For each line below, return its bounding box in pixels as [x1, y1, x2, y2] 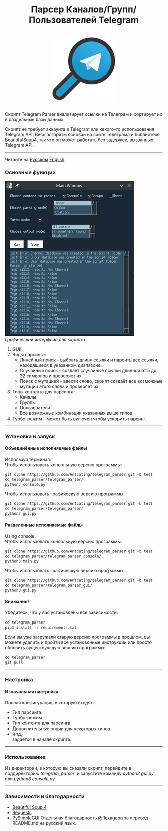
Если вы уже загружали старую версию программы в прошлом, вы [5, 634, 150, 640]
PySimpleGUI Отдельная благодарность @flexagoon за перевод [12, 815, 148, 821]
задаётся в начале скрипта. [12, 736, 72, 742]
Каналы [19, 394, 36, 400]
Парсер [31, 4, 64, 15]
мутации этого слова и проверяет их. [19, 383, 100, 389]
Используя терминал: [5, 456, 51, 462]
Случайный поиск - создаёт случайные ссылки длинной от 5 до [19, 367, 157, 373]
